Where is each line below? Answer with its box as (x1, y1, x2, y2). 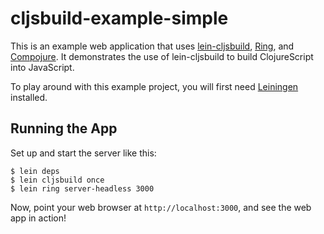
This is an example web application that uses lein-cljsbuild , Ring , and (10, 40, 295, 52)
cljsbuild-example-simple (10, 7, 229, 30)
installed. (10, 91, 48, 103)
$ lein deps (10, 166, 60, 176)
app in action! (10, 212, 67, 224)
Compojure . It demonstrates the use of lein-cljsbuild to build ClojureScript (10, 50, 314, 62)
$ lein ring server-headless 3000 (10, 183, 155, 194)
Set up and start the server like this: (10, 147, 157, 159)
